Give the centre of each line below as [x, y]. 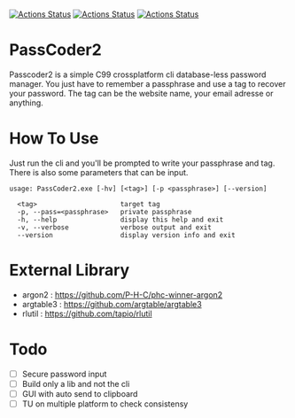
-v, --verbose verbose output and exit [115, 227]
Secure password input [64, 374]
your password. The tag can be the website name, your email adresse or [141, 93]
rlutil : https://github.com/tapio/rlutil [87, 313]
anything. [27, 103]
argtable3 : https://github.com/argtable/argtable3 [112, 304]
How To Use [54, 139]
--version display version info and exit [127, 235]
